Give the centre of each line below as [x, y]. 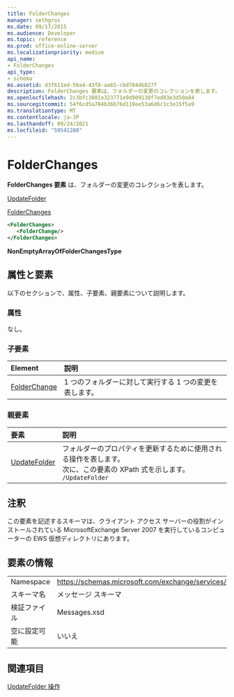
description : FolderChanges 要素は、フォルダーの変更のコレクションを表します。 [114, 91]
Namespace [31, 582]
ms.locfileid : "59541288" [45, 130]
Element [25, 368]
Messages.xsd [80, 612]
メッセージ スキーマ [89, 595]
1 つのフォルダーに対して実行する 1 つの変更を [141, 382]
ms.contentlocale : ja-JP [43, 117]
